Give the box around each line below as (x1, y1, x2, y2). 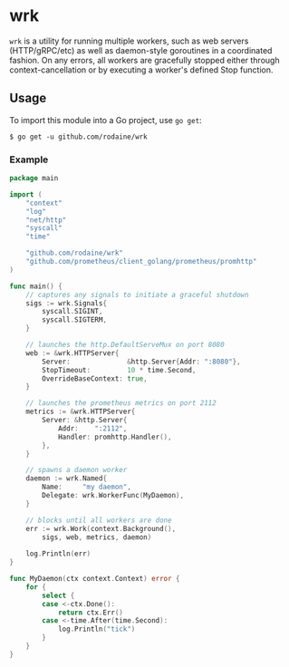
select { (42, 591, 75, 600)
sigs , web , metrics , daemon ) (42, 532, 152, 542)
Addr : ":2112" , (57, 423, 128, 433)
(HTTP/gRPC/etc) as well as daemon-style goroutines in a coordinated (9, 44, 273, 55)
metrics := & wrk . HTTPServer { (25, 407, 136, 417)
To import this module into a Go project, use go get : (9, 114, 202, 125)
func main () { (9, 282, 63, 291)
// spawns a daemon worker (25, 466, 128, 475)
